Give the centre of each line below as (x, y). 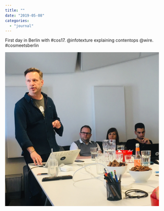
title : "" (15, 10)
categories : (17, 21)
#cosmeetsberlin (22, 45)
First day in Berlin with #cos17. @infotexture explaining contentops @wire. (79, 40)
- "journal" (22, 26)
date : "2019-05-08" (25, 15)
